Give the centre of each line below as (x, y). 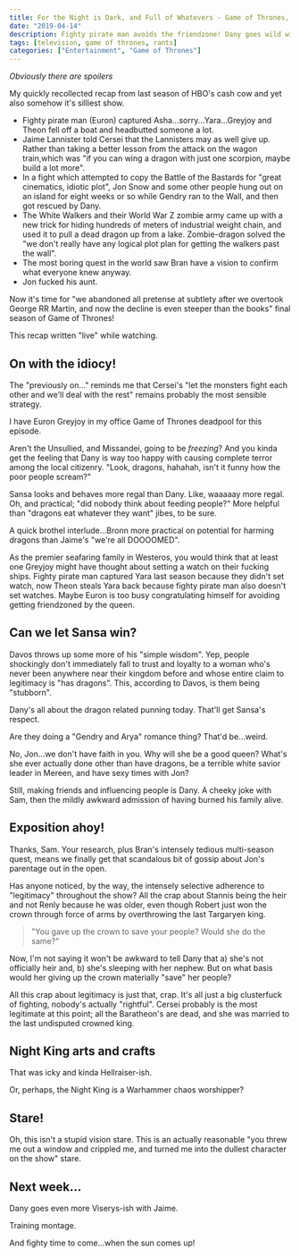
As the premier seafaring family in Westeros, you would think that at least (144, 557)
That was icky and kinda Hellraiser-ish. (81, 1073)
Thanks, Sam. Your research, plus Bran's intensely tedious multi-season (142, 849)
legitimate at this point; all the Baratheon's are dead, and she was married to (150, 1013)
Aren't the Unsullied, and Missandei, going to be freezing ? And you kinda (144, 448)
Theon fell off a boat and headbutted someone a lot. (118, 130)
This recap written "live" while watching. (83, 335)
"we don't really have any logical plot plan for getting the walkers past (150, 244)
